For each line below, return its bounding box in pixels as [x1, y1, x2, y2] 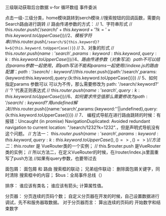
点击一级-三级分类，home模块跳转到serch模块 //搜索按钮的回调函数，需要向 [5, 15, 161, 21]
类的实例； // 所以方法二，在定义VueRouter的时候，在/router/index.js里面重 [5, 149, 159, 155]
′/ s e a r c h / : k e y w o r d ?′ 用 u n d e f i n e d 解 [5, 100, 78, 106]
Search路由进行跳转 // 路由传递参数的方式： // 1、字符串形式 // [5, 21, 133, 27]
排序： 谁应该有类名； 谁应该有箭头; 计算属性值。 [5, 183, 106, 188]
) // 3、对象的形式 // [73, 45, 114, 51]
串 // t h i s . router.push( [5, 39, 47, 45]
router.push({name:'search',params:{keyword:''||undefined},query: [21, 106, 158, 111]
